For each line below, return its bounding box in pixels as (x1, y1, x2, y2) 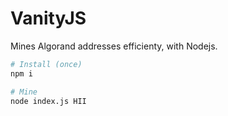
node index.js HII (10, 96, 87, 106)
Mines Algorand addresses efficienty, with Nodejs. (10, 40, 218, 52)
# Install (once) (10, 59, 83, 69)
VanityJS (10, 7, 87, 30)
